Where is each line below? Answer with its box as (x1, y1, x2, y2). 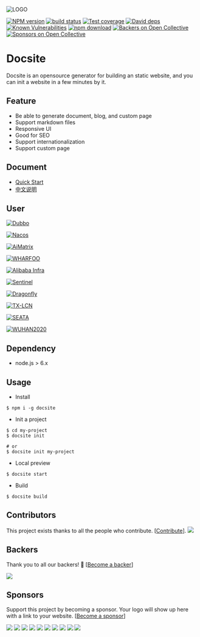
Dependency (6, 343, 56, 353)
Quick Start (15, 178, 44, 186)
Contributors (6, 510, 57, 520)
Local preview (15, 459, 50, 467)
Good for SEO (15, 131, 50, 139)
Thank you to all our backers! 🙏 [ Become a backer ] (6, 560, 134, 568)
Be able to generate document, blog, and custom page (15, 112, 152, 119)
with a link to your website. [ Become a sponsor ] (6, 612, 126, 620)
